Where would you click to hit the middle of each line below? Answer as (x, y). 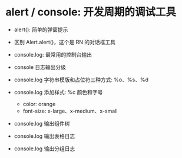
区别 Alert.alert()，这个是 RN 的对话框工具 (65, 42)
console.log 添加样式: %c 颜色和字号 (58, 92)
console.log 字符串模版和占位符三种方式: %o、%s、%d (81, 80)
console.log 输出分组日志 (44, 149)
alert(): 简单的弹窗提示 (41, 29)
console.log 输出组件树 (42, 123)
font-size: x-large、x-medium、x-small (70, 111)
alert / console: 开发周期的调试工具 (91, 12)
